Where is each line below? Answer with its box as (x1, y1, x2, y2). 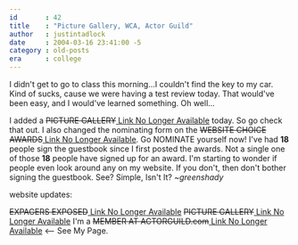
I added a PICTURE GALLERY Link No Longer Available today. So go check (9, 115, 283, 126)
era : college (9, 54, 82, 63)
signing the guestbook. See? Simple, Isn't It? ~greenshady (9, 172, 224, 183)
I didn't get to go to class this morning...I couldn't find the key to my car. (9, 79, 274, 89)
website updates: (9, 189, 73, 200)
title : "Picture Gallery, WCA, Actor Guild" (9, 21, 194, 30)
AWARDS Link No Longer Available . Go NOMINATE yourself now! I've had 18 (9, 135, 290, 144)
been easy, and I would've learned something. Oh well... (9, 98, 216, 108)
